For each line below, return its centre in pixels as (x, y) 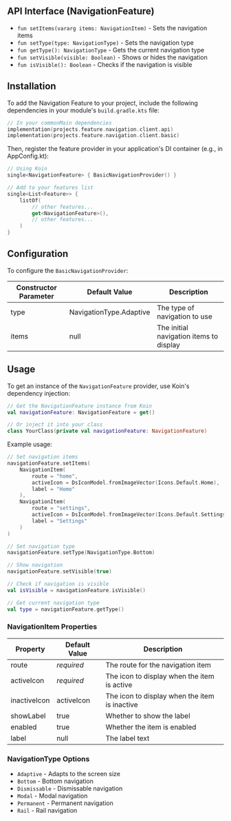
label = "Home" (54, 489)
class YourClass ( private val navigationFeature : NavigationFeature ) (107, 431)
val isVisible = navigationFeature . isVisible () (77, 590)
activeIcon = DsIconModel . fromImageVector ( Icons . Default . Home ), (126, 483)
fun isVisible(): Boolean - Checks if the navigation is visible (104, 64)
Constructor (36, 287)
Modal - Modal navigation (52, 796)
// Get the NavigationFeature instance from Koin (80, 406)
